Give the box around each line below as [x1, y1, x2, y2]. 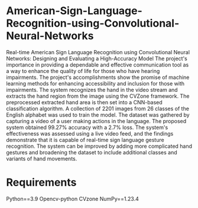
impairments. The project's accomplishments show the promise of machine [6, 74, 190, 81]
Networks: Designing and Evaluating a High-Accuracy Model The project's [6, 55, 187, 62]
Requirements [6, 176, 77, 189]
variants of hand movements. [6, 155, 77, 162]
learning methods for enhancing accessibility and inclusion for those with [6, 80, 185, 87]
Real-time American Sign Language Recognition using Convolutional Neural [6, 48, 190, 55]
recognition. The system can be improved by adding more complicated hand [6, 143, 193, 150]
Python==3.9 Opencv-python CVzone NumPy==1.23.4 [6, 195, 139, 202]
